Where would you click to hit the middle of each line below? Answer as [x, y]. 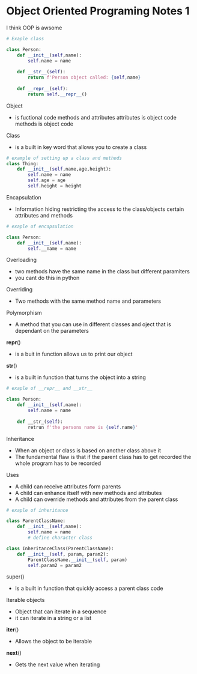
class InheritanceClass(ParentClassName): [60, 548]
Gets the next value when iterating [57, 664]
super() [15, 577]
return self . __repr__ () [57, 94]
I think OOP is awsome [34, 28]
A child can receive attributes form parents [68, 486]
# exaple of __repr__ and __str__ [50, 389]
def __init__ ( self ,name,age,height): [64, 169]
